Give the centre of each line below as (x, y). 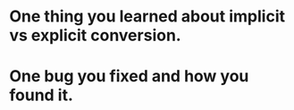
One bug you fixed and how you (129, 76)
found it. (42, 95)
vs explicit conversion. (95, 35)
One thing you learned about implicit (147, 17)
